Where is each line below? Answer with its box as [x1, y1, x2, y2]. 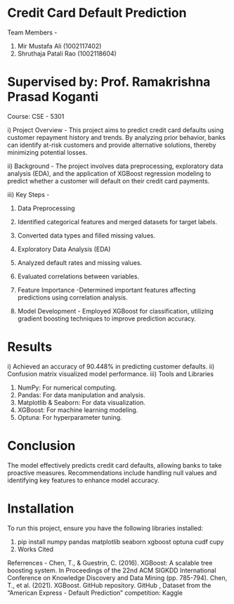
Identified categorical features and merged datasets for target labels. [17, 217, 218, 226]
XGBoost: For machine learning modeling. [17, 406, 138, 414]
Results [7, 339, 53, 355]
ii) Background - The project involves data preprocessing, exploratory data [7, 162, 223, 170]
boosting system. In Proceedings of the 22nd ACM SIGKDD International [7, 566, 216, 574]
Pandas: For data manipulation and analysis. [17, 390, 145, 399]
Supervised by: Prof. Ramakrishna [7, 74, 211, 90]
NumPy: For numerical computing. [17, 383, 117, 392]
